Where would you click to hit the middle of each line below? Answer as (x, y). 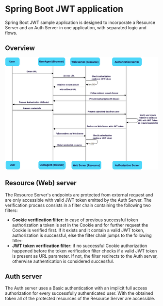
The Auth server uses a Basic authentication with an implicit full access (76, 288)
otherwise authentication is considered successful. (63, 261)
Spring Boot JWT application (64, 9)
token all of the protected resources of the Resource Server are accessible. (80, 299)
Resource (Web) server (41, 183)
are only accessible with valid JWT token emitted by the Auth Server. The (78, 200)
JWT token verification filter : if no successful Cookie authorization (80, 246)
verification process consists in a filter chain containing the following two (78, 205)
